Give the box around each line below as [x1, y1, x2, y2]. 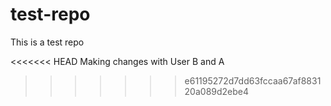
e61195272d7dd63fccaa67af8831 [184, 74, 322, 87]
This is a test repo [10, 36, 85, 48]
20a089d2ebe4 [184, 85, 250, 97]
